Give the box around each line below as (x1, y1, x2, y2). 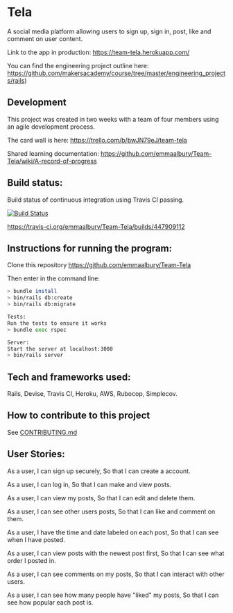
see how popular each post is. (7, 598, 94, 606)
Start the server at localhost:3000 (7, 345, 113, 352)
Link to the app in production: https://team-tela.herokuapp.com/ (7, 48, 190, 56)
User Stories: (7, 448, 65, 460)
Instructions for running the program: (7, 242, 172, 254)
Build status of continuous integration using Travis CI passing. (7, 196, 184, 204)
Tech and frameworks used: (7, 371, 131, 383)
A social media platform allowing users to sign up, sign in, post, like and (7, 27, 212, 35)
